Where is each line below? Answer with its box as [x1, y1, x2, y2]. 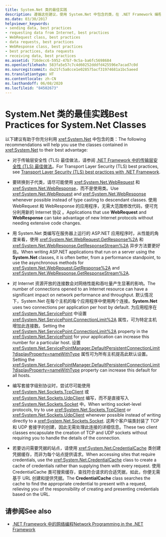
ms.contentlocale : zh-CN [5, 76, 56, 81]
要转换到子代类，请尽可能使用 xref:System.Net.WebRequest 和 [12, 179, 140, 185]
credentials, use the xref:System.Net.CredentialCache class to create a [12, 457, 157, 463]
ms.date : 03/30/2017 [5, 16, 48, 21]
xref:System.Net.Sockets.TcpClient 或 [12, 389, 89, 395]
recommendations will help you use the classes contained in [5, 142, 128, 148]
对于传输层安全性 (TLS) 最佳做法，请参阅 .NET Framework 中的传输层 [12, 157, 154, 163]
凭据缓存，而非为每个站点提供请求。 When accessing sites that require [12, 451, 156, 457]
